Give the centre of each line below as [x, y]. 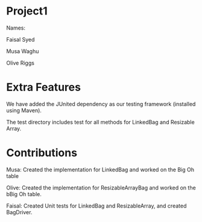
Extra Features [44, 87]
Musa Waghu [23, 51]
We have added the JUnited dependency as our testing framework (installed [101, 104]
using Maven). [24, 110]
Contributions [42, 153]
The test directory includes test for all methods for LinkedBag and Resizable [100, 122]
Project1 [27, 11]
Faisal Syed [21, 39]
